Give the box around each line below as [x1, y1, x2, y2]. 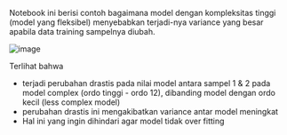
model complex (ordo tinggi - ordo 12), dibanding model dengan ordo [21, 88, 275, 98]
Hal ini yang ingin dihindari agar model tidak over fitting [21, 115, 225, 126]
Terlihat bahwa [9, 61, 64, 71]
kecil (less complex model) [21, 97, 121, 107]
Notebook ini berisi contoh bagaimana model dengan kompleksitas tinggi [9, 8, 276, 18]
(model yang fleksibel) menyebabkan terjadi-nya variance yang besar [9, 17, 264, 28]
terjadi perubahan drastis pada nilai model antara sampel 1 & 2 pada [21, 78, 271, 88]
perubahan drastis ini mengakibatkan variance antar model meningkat [21, 107, 278, 116]
